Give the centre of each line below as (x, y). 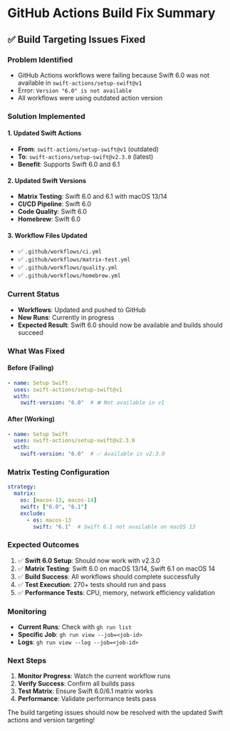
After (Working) (31, 419)
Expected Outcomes (43, 545)
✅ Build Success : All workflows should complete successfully (109, 576)
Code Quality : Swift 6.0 (52, 212)
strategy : (22, 487)
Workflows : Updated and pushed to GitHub (82, 310)
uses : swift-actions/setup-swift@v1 (68, 390)
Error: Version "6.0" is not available (75, 90)
